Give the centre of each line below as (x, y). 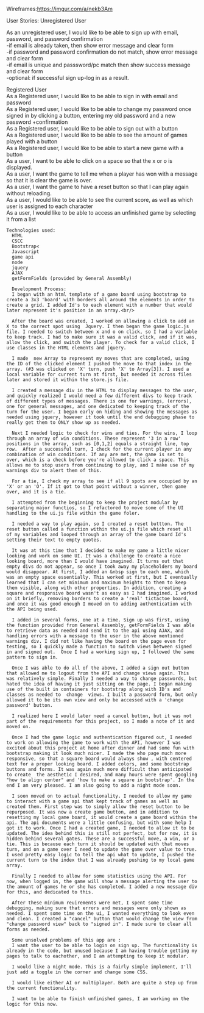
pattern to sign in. (33, 657)
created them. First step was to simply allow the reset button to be (98, 807)
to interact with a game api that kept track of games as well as (92, 801)
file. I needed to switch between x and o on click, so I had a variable (102, 332)
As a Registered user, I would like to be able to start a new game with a (95, 148)
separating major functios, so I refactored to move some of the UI (95, 508)
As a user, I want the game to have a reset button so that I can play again (97, 187)
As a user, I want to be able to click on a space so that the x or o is (90, 161)
